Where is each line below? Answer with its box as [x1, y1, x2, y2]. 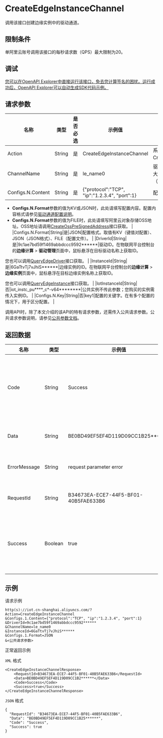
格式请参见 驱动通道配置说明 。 [16, 211, 76, 217]
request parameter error [67, 463, 123, 470]
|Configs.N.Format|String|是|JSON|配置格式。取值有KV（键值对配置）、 [12, 229, 154, 236]
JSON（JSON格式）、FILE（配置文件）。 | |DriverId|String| [12, 236, 127, 241]
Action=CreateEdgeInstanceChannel [5, 612, 75, 617]
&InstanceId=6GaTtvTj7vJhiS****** [5, 629, 75, 634]
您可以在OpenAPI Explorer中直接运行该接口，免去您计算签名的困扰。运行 [5, 78, 151, 84]
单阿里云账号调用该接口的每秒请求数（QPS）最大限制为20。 [5, 49, 125, 55]
